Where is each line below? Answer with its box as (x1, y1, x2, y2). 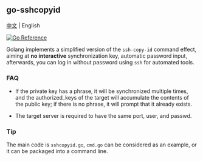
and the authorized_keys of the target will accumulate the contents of (15, 94, 190, 101)
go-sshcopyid (6, 5, 61, 15)
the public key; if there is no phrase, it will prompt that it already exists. (15, 100, 193, 108)
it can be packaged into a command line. (6, 148, 108, 155)
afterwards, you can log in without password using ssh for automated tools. (6, 58, 194, 66)
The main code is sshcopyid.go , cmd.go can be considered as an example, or (6, 141, 198, 148)
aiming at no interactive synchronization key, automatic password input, (6, 52, 187, 60)
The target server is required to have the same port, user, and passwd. (15, 112, 192, 120)
